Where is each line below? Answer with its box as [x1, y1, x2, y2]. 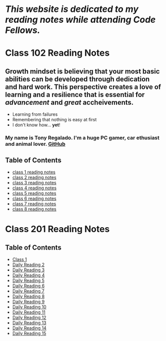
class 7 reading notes [12, 200, 56, 207]
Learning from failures [12, 111, 58, 117]
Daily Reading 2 [12, 261, 45, 267]
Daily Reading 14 [12, 325, 47, 331]
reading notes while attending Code [5, 14, 156, 25]
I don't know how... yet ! [12, 122, 60, 128]
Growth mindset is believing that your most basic [5, 67, 160, 76]
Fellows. [5, 25, 41, 36]
